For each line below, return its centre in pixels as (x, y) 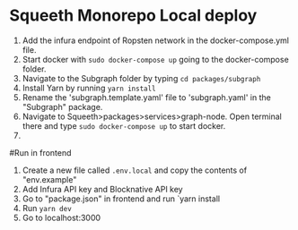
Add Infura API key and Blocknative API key (102, 189)
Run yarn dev (47, 208)
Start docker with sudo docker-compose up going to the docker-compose (155, 59)
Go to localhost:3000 (61, 217)
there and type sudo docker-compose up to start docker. (124, 125)
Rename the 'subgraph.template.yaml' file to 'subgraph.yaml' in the (146, 97)
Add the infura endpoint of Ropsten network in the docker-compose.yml (156, 40)
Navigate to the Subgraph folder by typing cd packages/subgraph (141, 78)
